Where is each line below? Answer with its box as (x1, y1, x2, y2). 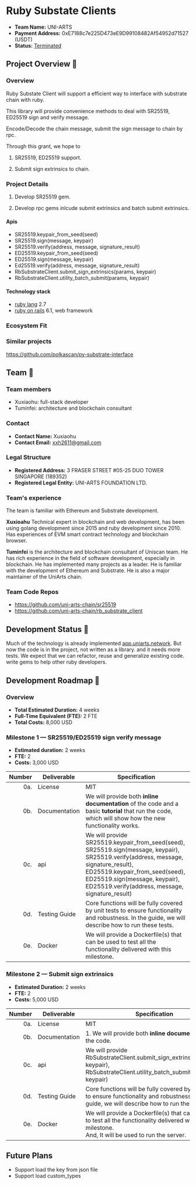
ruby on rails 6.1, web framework (14, 307, 93, 314)
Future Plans (6, 1150, 53, 1160)
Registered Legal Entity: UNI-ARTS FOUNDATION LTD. (14, 479, 148, 486)
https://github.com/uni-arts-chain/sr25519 (14, 601, 117, 608)
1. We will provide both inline (85, 1029, 166, 1037)
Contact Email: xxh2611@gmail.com (14, 439, 101, 446)
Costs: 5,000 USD (14, 996, 59, 1003)
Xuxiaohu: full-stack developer (14, 399, 89, 406)
